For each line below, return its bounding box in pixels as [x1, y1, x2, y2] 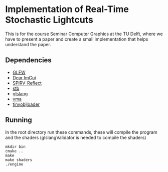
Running [5, 116, 33, 124]
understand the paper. [5, 41, 51, 47]
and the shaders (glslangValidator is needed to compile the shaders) [5, 134, 146, 140]
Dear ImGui [12, 74, 36, 81]
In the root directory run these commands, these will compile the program [5, 129, 157, 135]
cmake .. [5, 148, 24, 153]
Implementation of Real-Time [5, 4, 129, 15]
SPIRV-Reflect [12, 80, 42, 86]
